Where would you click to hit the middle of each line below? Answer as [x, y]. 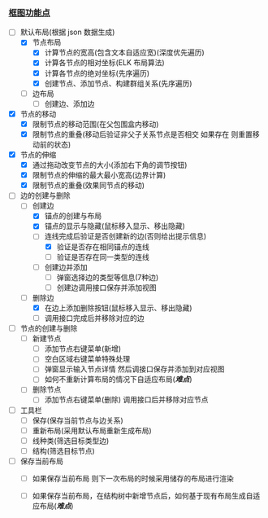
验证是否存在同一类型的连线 [103, 257]
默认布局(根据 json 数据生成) [67, 32]
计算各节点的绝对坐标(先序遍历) [97, 73]
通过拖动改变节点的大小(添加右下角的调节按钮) [110, 165]
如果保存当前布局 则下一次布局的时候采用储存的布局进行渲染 [133, 478]
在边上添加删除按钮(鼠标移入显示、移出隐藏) [118, 308]
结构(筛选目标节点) [63, 450]
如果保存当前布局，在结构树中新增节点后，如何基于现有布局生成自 [143, 495]
